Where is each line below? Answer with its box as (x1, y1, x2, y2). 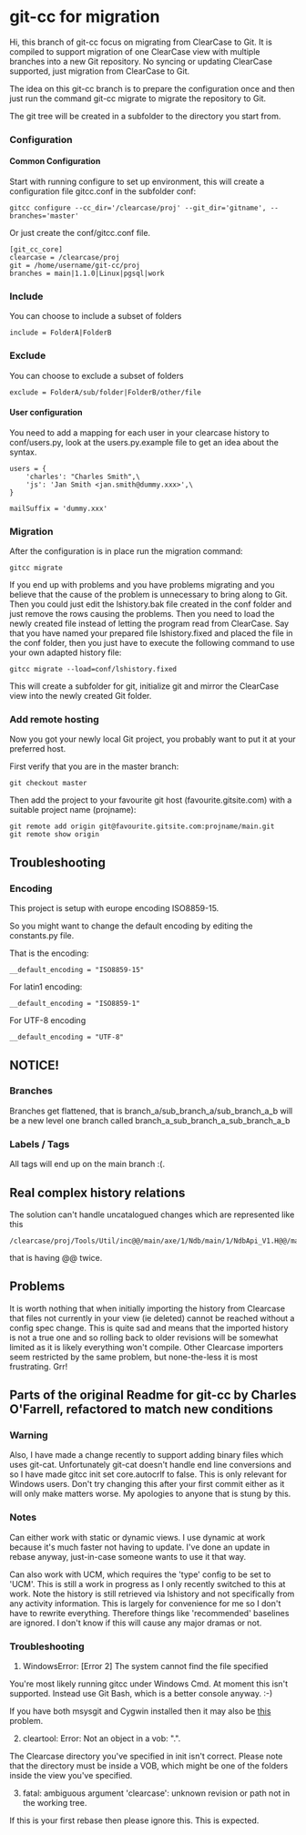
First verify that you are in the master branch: (9, 761, 179, 772)
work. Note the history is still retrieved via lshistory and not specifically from (9, 1588, 295, 1599)
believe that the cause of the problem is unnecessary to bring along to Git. (9, 589, 289, 600)
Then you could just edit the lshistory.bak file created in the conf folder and (9, 599, 292, 610)
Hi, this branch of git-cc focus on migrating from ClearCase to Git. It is (9, 36, 273, 47)
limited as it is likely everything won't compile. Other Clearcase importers (9, 1341, 284, 1352)
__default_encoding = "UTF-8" (9, 1032, 125, 1042)
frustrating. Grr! (9, 1360, 68, 1372)
